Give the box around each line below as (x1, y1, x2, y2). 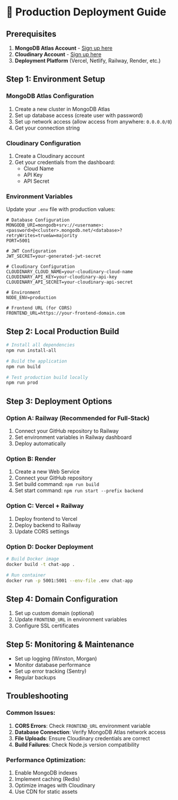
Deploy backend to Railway (14, 522, 81, 529)
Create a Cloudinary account (14, 152, 85, 159)
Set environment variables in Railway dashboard (14, 434, 132, 441)
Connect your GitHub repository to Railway (14, 427, 119, 435)
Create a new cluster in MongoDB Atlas (14, 105, 110, 112)
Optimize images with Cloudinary (14, 782, 95, 789)
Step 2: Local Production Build (6, 326, 120, 336)
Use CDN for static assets (14, 788, 78, 795)
